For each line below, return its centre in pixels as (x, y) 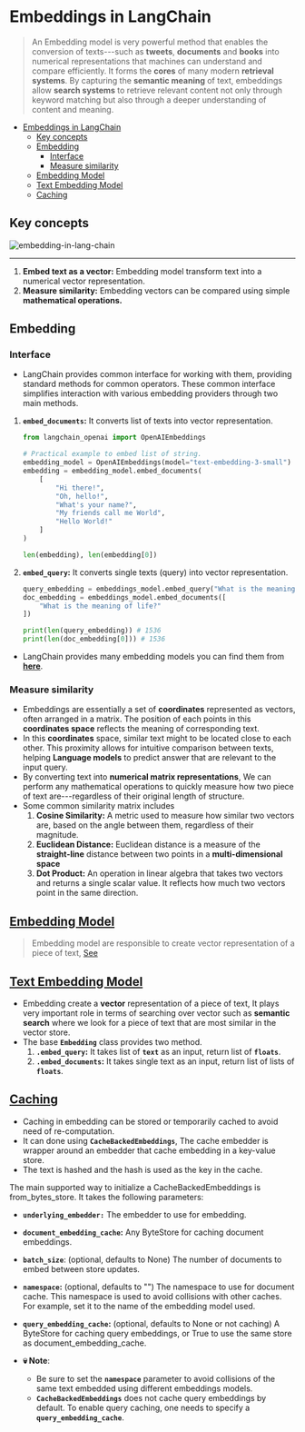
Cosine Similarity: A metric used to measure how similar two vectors (165, 816)
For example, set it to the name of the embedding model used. (139, 1306)
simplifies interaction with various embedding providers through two (150, 393)
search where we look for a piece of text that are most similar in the (149, 1022)
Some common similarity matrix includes (98, 806)
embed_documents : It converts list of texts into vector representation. (148, 421)
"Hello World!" (84, 522)
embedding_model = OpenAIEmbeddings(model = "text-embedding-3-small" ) (157, 462)
